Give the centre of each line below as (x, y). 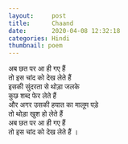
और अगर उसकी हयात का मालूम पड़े (54, 105)
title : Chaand (41, 23)
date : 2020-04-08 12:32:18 (64, 31)
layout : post (37, 16)
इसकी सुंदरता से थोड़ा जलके (44, 87)
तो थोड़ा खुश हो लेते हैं (36, 114)
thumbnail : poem (35, 46)
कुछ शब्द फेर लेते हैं (33, 96)
